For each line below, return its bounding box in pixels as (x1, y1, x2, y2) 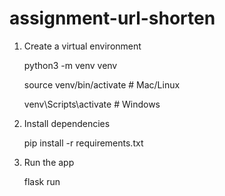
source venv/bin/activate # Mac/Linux (23, 78, 181, 91)
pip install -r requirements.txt (23, 137, 144, 149)
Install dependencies (23, 117, 111, 129)
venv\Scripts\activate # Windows (23, 98, 161, 110)
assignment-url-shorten (9, 7, 216, 30)
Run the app (23, 156, 75, 168)
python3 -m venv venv (23, 59, 118, 71)
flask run (23, 175, 61, 187)
